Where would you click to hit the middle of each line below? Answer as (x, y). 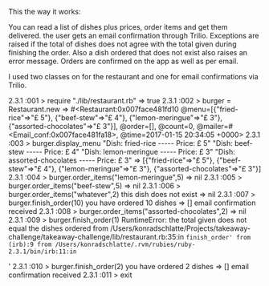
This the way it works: (45, 12)
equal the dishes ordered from (59, 228)
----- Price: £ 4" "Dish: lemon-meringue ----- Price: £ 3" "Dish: (130, 152)
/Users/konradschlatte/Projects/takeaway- (180, 228)
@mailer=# (215, 126)
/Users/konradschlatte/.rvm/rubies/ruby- (125, 244)
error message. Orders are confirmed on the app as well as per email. (123, 61)
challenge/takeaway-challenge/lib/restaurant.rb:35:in (96, 237)
